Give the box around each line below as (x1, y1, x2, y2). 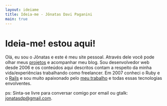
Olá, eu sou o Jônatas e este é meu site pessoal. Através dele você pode (5, 54, 155, 60)
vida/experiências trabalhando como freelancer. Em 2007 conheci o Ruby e (5, 70, 161, 76)
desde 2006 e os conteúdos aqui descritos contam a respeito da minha (5, 65, 152, 71)
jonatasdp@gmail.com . (5, 95, 52, 102)
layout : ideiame (5, 7, 39, 12)
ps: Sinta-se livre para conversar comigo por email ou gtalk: (5, 90, 128, 96)
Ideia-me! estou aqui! (5, 38, 96, 49)
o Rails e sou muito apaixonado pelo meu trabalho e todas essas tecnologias (5, 75, 163, 81)
